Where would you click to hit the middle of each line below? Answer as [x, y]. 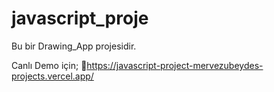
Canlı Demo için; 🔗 [49, 65]
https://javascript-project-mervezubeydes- [175, 65]
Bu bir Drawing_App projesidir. [74, 46]
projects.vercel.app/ [52, 76]
